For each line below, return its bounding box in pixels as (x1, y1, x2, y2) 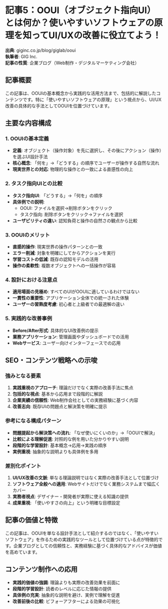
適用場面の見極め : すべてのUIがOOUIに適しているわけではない (12, 289, 140, 295)
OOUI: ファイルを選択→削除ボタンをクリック (19, 205, 112, 211)
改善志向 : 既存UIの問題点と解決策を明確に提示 (12, 404, 107, 410)
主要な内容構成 (5, 119, 51, 128)
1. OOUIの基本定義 (5, 135, 49, 142)
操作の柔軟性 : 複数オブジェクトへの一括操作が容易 (12, 263, 116, 269)
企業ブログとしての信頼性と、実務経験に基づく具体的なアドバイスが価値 (13, 543, 162, 549)
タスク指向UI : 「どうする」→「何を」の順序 (12, 192, 103, 198)
